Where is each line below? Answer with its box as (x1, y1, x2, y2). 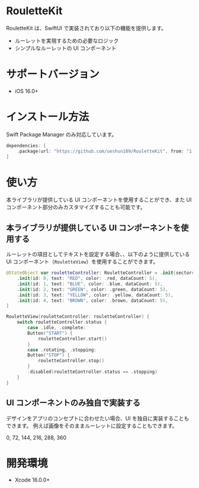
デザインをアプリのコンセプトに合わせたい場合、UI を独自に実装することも (6, 414, 190, 422)
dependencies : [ (6, 142, 46, 149)
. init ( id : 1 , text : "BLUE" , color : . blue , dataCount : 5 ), (17, 280, 163, 287)
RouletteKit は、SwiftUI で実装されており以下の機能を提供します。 (6, 24, 167, 31)
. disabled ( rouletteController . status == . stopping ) (27, 369, 158, 375)
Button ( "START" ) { (27, 330, 73, 336)
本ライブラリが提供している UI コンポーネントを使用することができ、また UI (6, 196, 192, 203)
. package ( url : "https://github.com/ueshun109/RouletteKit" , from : (17, 148, 184, 154)
